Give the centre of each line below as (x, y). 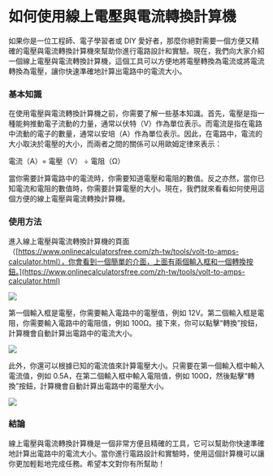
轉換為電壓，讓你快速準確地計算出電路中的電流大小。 (97, 71)
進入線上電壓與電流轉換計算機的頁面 (69, 241)
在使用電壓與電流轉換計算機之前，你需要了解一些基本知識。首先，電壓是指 (133, 114)
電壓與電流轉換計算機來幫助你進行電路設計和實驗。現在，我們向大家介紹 (143, 50)
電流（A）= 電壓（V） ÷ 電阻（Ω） (67, 161)
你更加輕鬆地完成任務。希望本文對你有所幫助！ (87, 463)
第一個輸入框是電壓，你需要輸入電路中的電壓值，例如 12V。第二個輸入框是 (133, 313)
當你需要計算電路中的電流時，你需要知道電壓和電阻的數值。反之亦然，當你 (133, 179)
